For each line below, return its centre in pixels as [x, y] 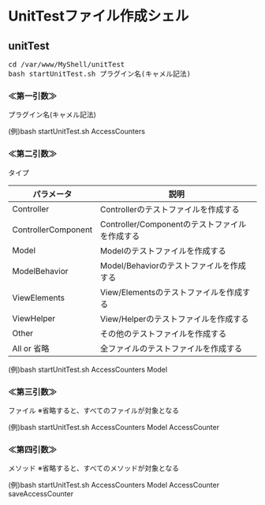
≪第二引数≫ [33, 154]
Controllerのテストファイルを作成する [170, 209]
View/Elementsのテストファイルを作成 [171, 292]
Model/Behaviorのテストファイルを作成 [173, 265]
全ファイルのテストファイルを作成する [171, 348]
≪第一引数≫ [33, 95]
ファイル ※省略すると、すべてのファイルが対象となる [94, 410]
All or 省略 [31, 348]
